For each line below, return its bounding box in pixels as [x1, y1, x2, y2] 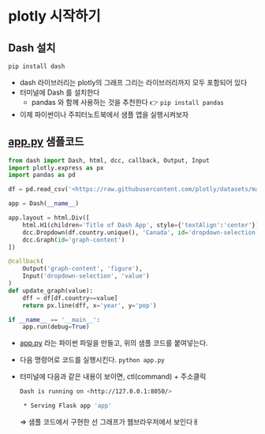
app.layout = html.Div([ [8, 214, 90, 222]
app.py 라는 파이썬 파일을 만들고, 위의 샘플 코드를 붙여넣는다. [19, 339, 208, 348]
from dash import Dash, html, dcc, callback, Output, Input [8, 156, 211, 164]
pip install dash [8, 62, 65, 70]
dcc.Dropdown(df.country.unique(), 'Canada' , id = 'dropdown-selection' [22, 228, 259, 237]
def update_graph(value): [8, 286, 93, 294]
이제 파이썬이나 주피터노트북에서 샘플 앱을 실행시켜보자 [19, 110, 189, 119]
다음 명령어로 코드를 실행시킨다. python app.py [19, 355, 165, 365]
